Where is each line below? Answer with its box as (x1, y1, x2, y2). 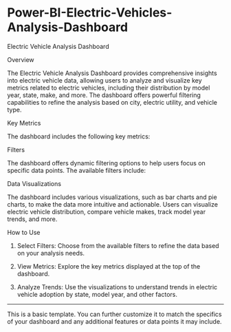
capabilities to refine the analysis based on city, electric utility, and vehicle (7, 98, 218, 106)
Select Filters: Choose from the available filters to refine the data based (16, 241, 219, 249)
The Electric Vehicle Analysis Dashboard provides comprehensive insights (7, 69, 218, 77)
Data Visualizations (7, 179, 62, 187)
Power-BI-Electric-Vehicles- (7, 5, 173, 21)
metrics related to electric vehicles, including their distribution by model (7, 83, 210, 92)
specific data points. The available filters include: (7, 166, 146, 174)
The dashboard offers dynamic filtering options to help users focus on (7, 158, 206, 167)
